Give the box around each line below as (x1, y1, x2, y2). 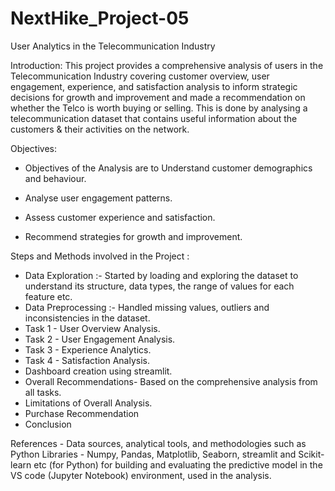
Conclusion (24, 418, 72, 430)
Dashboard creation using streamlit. (24, 365, 173, 377)
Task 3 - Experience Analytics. (24, 343, 152, 356)
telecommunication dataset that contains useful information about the (10, 112, 298, 124)
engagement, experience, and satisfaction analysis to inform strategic (10, 80, 298, 92)
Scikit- (298, 448, 325, 460)
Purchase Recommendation (24, 407, 140, 419)
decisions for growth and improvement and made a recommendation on (10, 91, 306, 103)
